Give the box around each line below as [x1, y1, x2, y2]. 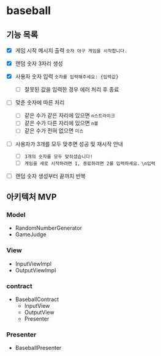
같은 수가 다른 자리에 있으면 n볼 [24, 120, 99, 127]
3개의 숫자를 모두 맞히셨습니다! [24, 153, 93, 159]
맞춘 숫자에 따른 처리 [15, 99, 65, 106]
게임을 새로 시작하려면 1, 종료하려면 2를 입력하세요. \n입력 [24, 160, 156, 167]
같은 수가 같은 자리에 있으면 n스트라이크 [24, 112, 115, 119]
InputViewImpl [15, 260, 52, 267]
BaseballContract [15, 296, 59, 303]
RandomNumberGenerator [15, 224, 83, 232]
